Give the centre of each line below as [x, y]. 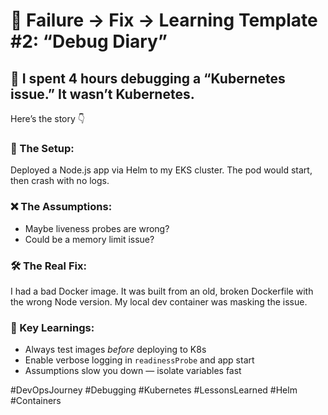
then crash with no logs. [60, 181]
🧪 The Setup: [42, 148]
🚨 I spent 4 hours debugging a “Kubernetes [148, 78]
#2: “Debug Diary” [89, 41]
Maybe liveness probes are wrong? [97, 228]
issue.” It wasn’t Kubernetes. [102, 94]
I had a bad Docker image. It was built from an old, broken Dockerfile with [162, 291]
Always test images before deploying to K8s [115, 350]
